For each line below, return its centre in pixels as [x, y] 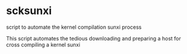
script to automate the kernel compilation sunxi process [74, 27]
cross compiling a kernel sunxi [43, 45]
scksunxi [29, 11]
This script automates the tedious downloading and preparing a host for [94, 38]
